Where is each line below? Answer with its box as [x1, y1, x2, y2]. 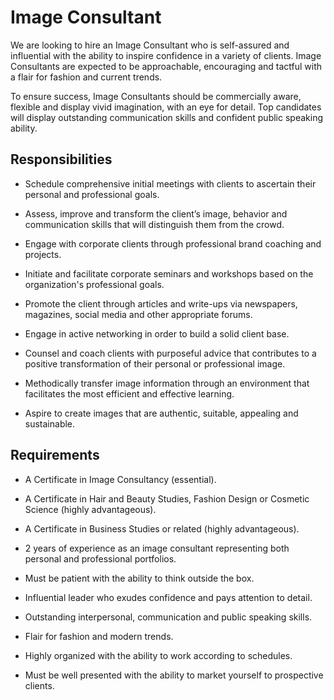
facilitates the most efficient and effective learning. [24, 387, 235, 400]
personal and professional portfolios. [24, 552, 177, 565]
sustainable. [24, 417, 76, 430]
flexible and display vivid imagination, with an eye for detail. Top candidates [10, 101, 322, 113]
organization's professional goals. [24, 278, 165, 290]
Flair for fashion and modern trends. [24, 630, 174, 642]
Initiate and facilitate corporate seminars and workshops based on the [24, 267, 314, 280]
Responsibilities [10, 151, 113, 168]
